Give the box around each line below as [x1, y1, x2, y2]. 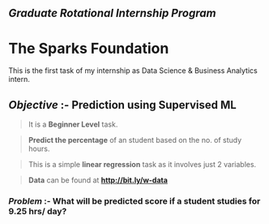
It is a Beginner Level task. [28, 119, 118, 129]
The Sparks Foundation [8, 39, 169, 58]
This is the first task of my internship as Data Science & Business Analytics [8, 66, 258, 75]
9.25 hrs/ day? [8, 206, 67, 218]
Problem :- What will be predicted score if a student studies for [8, 196, 261, 207]
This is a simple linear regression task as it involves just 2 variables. [28, 160, 257, 170]
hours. [28, 144, 50, 153]
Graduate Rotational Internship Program [8, 6, 216, 20]
